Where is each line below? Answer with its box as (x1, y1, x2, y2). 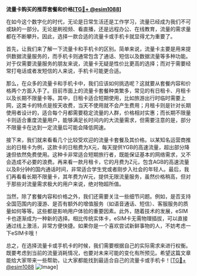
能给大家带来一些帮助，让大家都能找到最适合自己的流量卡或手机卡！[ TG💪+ (6, 257, 186, 264)
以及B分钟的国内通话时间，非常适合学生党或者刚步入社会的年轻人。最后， (6, 166, 185, 173)
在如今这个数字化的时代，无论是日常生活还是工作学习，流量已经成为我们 (6, 18, 181, 25)
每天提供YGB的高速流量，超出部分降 (101, 144, 190, 150)
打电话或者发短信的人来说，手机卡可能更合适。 (11, 68, 124, 74)
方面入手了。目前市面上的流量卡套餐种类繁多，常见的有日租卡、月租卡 (21, 87, 191, 94)
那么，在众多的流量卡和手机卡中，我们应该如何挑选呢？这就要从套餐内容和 (6, 80, 186, 87)
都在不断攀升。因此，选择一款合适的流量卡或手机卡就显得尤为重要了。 (6, 33, 176, 40)
